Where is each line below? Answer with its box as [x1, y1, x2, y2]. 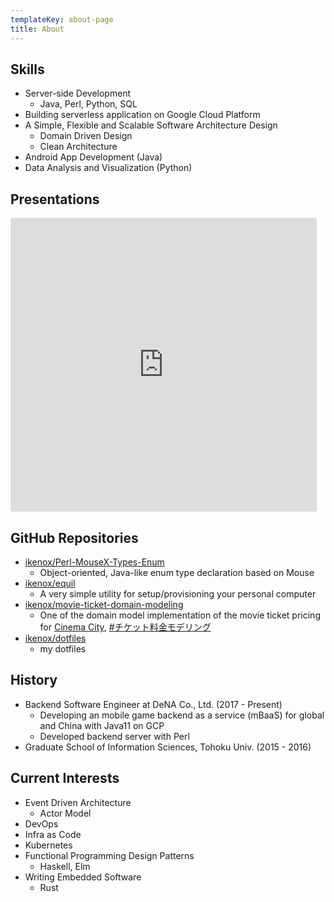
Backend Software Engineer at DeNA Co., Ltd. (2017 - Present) [24, 698, 283, 710]
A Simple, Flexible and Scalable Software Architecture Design [24, 119, 278, 131]
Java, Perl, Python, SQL [39, 98, 138, 110]
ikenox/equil [24, 577, 76, 589]
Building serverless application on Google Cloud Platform [24, 109, 261, 121]
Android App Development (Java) [24, 151, 163, 163]
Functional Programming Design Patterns [24, 849, 195, 861]
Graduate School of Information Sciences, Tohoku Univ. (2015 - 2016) [24, 741, 312, 753]
